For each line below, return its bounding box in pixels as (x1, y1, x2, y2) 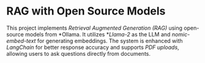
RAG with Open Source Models (6, 4, 166, 18)
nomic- (171, 30, 190, 38)
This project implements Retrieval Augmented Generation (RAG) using (6, 24, 182, 31)
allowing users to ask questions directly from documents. (6, 50, 151, 57)
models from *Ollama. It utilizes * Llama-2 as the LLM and (25, 30, 171, 38)
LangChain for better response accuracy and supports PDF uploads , (6, 44, 179, 51)
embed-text (6, 37, 36, 44)
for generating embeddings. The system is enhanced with (37, 37, 183, 44)
